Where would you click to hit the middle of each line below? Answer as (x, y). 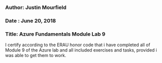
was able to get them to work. (36, 56)
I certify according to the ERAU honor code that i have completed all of (78, 45)
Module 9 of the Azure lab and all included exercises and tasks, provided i (81, 50)
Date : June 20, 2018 (31, 20)
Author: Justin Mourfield (36, 7)
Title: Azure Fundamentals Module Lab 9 (55, 34)
